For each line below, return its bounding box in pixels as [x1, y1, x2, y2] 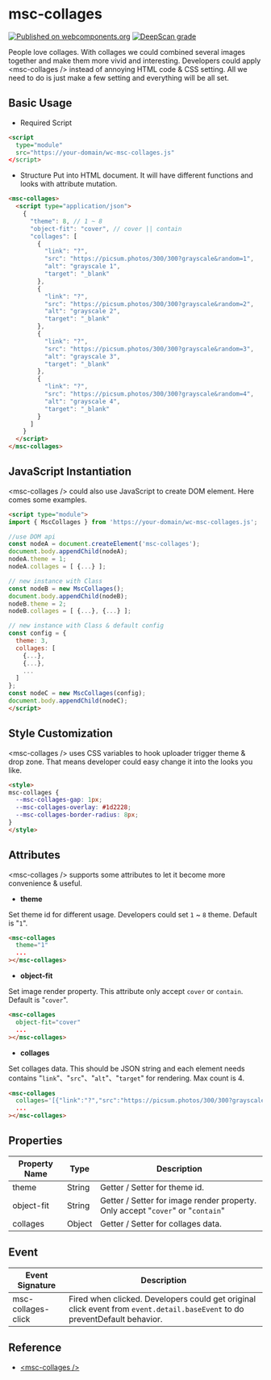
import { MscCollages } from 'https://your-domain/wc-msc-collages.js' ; [8, 518, 258, 526]
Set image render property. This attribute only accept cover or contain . [8, 987, 244, 996]
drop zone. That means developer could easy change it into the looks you [8, 757, 253, 766]
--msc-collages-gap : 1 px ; [15, 796, 103, 804]
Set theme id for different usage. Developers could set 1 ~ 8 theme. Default [8, 909, 257, 919]
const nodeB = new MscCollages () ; [8, 585, 125, 593]
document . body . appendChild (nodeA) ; [8, 547, 128, 556]
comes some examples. [8, 494, 87, 505]
